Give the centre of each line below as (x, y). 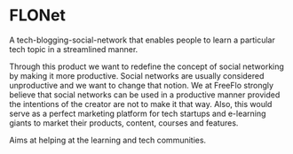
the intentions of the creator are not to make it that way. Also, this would (141, 104)
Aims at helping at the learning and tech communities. (108, 140)
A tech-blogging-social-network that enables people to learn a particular (142, 40)
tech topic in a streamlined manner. (74, 49)
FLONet (38, 15)
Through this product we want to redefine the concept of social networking (146, 66)
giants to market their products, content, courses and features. (124, 123)
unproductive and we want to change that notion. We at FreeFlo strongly (141, 85)
